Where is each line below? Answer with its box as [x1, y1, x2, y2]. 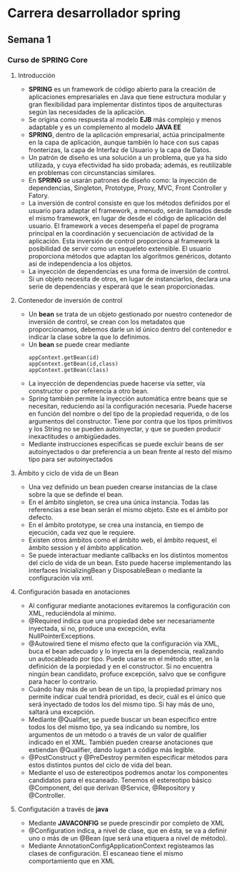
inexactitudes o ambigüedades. [28, 432, 121, 441]
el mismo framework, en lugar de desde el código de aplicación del [28, 214, 226, 222]
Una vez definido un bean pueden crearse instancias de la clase [28, 482, 218, 491]
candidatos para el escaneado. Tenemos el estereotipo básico [28, 776, 212, 784]
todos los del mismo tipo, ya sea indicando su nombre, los [28, 723, 200, 731]
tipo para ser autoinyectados [28, 455, 113, 463]
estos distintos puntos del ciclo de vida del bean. [28, 761, 173, 769]
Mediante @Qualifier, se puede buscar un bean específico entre [28, 715, 217, 723]
